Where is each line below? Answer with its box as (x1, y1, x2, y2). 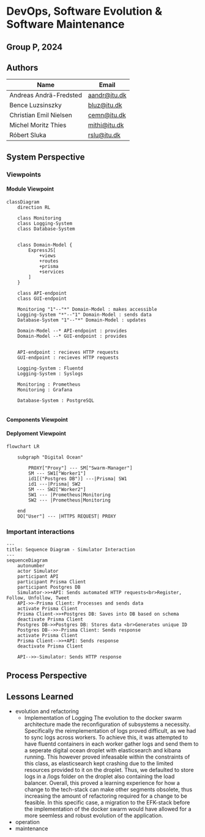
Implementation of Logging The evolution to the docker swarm (24, 714, 182, 722)
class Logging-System (17, 220, 72, 226)
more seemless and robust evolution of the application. (24, 812, 163, 819)
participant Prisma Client (17, 579, 86, 585)
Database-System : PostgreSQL (17, 397, 95, 403)
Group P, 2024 (6, 42, 63, 52)
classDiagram (6, 199, 40, 205)
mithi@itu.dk (88, 121, 124, 129)
